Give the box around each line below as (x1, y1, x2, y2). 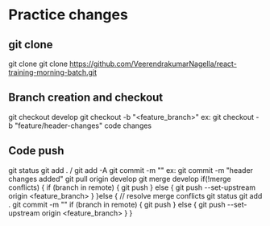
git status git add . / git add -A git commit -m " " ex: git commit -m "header (8, 165, 254, 175)
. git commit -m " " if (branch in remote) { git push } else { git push (8, 199, 226, 209)
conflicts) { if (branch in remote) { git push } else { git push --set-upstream (8, 183, 256, 192)
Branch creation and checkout (8, 91, 164, 105)
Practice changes (8, 6, 129, 24)
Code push (8, 144, 64, 158)
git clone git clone (8, 59, 69, 68)
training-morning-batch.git (8, 68, 98, 77)
